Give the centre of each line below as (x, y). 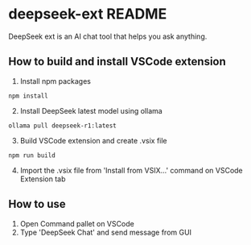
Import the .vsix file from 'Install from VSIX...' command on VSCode (131, 170)
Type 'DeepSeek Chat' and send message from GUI (105, 232)
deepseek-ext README (88, 14)
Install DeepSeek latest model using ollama (91, 110)
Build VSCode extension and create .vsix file (93, 140)
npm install (28, 96)
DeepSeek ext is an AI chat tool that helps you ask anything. (108, 36)
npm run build (32, 155)
